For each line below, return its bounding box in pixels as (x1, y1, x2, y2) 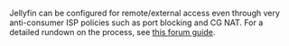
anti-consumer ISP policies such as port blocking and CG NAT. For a (9, 17, 264, 28)
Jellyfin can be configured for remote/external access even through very (9, 8, 280, 18)
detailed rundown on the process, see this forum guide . (9, 27, 216, 37)
